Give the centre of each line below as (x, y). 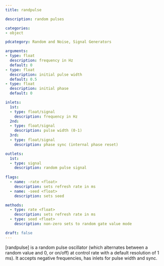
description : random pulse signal (50, 168)
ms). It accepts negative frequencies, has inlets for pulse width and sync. (81, 258)
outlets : (14, 154)
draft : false (19, 233)
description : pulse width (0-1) (48, 131)
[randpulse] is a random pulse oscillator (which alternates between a (76, 247)
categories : (18, 28)
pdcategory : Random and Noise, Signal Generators (59, 42)
